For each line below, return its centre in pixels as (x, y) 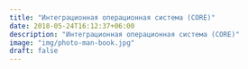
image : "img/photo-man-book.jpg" (72, 43)
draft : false (34, 51)
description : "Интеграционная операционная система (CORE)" (125, 34)
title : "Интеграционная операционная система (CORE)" (113, 17)
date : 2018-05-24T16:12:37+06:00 (72, 26)
